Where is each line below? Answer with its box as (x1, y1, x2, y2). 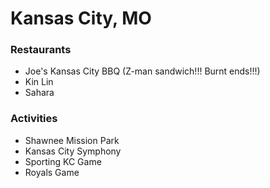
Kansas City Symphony (24, 145, 122, 157)
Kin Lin (24, 76, 54, 88)
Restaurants (10, 43, 72, 57)
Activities (10, 112, 58, 126)
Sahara (24, 87, 55, 99)
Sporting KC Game (24, 155, 102, 167)
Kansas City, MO (10, 7, 152, 30)
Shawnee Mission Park (24, 134, 120, 146)
